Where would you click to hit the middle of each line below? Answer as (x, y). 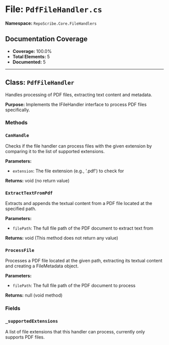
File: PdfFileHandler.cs (54, 9)
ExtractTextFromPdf (29, 193)
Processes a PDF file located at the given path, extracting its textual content (84, 261)
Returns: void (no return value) (37, 180)
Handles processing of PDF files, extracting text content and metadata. (79, 95)
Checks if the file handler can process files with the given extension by (79, 146)
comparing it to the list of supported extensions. (55, 151)
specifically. (18, 110)
